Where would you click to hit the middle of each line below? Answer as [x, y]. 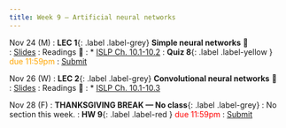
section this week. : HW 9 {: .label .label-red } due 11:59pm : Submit [131, 114]
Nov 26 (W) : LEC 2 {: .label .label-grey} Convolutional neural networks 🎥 [143, 78]
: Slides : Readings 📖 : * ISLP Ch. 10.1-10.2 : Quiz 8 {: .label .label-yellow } [141, 52]
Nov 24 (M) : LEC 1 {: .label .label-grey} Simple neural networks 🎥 [129, 42]
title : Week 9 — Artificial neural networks [93, 17]
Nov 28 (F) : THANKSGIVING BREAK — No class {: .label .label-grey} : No [143, 105]
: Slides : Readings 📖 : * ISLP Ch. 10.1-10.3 [85, 87]
